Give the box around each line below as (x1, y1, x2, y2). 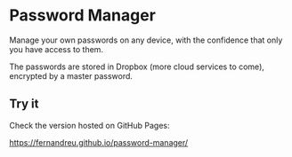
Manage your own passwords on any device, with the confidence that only (9, 35, 283, 45)
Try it (9, 97, 39, 112)
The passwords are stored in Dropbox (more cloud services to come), (9, 61, 265, 72)
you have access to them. (9, 43, 104, 54)
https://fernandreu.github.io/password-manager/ (9, 137, 189, 147)
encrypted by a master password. (9, 70, 134, 81)
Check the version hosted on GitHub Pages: (9, 120, 171, 130)
